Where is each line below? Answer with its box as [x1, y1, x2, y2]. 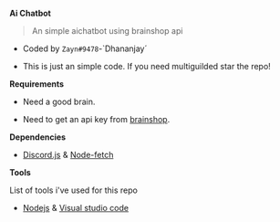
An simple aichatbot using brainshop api [31, 26, 183, 36]
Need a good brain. [22, 96, 96, 107]
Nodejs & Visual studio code [22, 203, 130, 213]
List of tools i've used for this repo [9, 185, 139, 196]
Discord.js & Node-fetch [22, 150, 114, 160]
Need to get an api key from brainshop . [22, 114, 171, 124]
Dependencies [9, 132, 67, 143]
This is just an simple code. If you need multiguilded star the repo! [22, 61, 271, 71]
